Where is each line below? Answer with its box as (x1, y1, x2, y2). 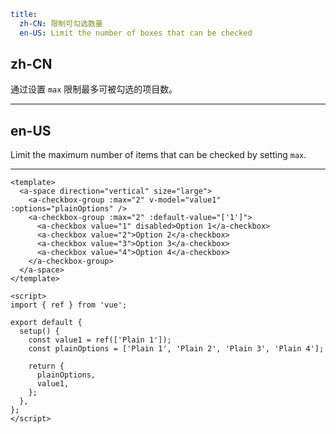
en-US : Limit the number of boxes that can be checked (19, 28, 253, 38)
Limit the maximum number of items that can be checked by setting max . (10, 149, 307, 161)
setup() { (19, 326, 60, 337)
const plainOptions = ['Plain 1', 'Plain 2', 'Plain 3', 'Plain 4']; (28, 344, 325, 354)
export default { (10, 318, 83, 328)
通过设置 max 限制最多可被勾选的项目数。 (10, 83, 178, 95)
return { (28, 361, 65, 372)
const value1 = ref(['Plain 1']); (28, 335, 172, 345)
